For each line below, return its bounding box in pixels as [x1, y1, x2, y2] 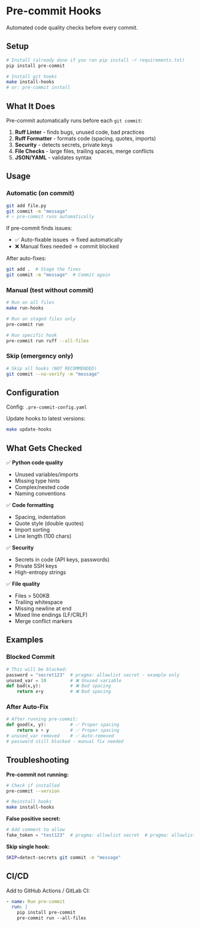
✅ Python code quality [6, 459, 64, 466]
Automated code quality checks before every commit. [6, 24, 138, 31]
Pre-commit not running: [6, 771, 69, 778]
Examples [6, 635, 43, 645]
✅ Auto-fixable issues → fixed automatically [14, 236, 123, 243]
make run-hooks [6, 305, 44, 311]
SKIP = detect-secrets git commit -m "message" [6, 854, 121, 861]
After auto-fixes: [6, 255, 46, 262]
